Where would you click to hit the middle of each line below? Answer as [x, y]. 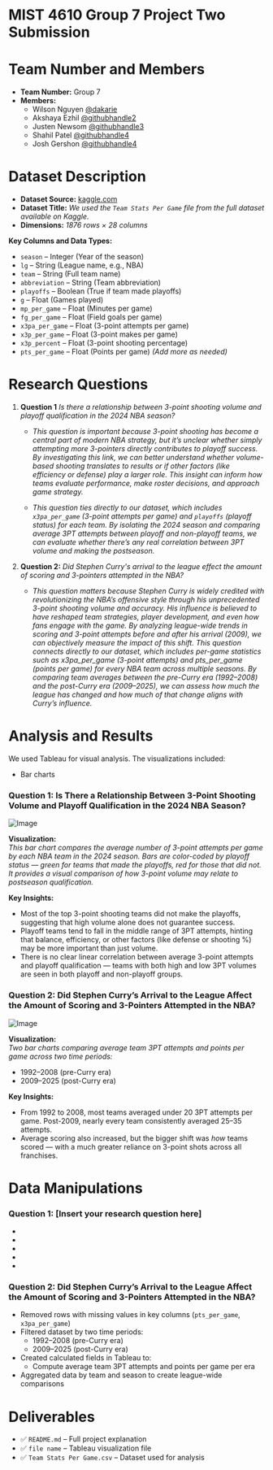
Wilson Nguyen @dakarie [75, 109]
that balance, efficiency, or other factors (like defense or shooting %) [136, 940]
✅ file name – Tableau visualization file [86, 1448]
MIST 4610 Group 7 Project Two [117, 15]
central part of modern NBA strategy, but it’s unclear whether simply [147, 440]
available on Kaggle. [54, 216]
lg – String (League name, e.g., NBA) [82, 265]
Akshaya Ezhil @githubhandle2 [84, 118]
